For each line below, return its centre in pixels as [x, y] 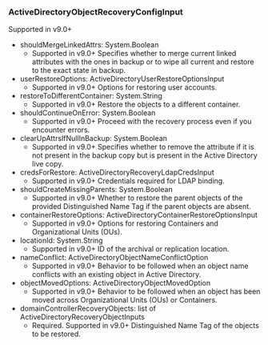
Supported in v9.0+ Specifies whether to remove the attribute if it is [143, 147]
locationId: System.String [61, 241]
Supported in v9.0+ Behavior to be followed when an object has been [146, 291]
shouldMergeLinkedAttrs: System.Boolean [89, 45]
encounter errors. [61, 130]
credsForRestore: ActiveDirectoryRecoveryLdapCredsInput [117, 172]
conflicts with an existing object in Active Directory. [116, 275]
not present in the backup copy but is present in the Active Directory [144, 155]
